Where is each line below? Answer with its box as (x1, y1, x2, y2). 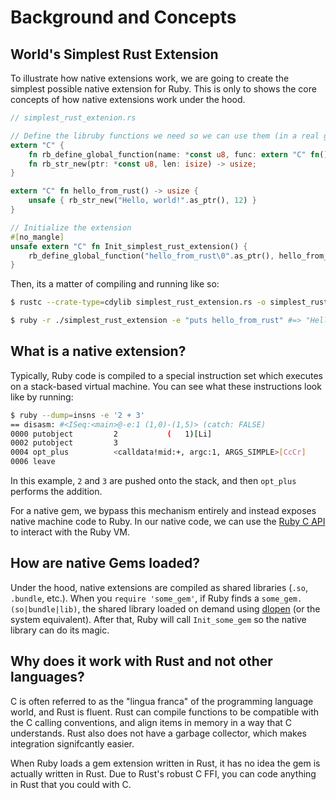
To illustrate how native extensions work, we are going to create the (10, 72, 290, 84)
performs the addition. (10, 486, 103, 498)
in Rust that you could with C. (10, 778, 132, 790)
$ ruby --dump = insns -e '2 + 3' (10, 410, 145, 420)
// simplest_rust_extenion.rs (10, 113, 137, 123)
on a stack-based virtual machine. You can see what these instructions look (10, 380, 322, 392)
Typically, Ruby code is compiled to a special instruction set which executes (10, 369, 323, 381)
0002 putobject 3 (10, 438, 118, 448)
